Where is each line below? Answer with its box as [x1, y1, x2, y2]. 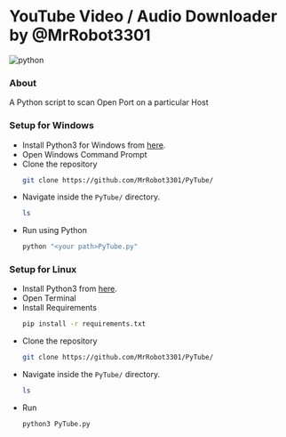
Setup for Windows [9, 119, 95, 132]
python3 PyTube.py [21, 420, 91, 429]
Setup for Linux [9, 263, 77, 276]
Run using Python [21, 225, 87, 236]
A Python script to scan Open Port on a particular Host [9, 97, 209, 108]
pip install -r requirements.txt [21, 320, 147, 328]
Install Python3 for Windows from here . [21, 140, 166, 150]
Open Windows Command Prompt [21, 149, 147, 159]
